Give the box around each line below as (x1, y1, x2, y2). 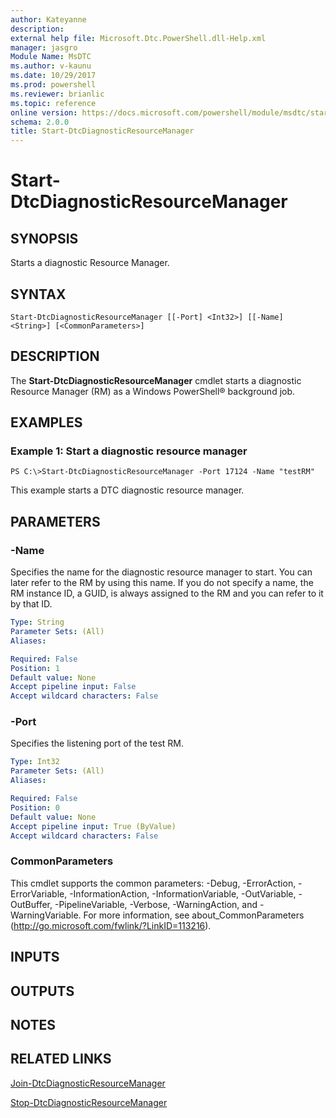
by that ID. (10, 598, 53, 610)
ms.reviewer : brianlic (10, 89, 105, 99)
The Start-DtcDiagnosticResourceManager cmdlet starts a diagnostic (10, 374, 302, 386)
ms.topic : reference (10, 98, 97, 108)
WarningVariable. (10, 909, 82, 921)
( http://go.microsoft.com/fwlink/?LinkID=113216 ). (10, 919, 212, 931)
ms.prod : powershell (10, 80, 97, 90)
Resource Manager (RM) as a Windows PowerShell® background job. (10, 385, 296, 397)
